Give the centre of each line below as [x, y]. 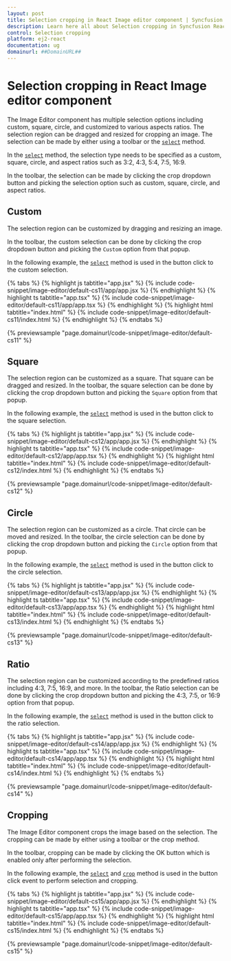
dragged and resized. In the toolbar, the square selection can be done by [110, 385]
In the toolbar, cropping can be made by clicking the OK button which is [109, 852]
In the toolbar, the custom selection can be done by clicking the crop [104, 241]
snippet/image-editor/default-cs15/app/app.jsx [73, 901]
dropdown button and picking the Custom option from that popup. [99, 249]
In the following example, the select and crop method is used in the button [112, 873]
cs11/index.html [29, 319]
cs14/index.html [30, 773]
